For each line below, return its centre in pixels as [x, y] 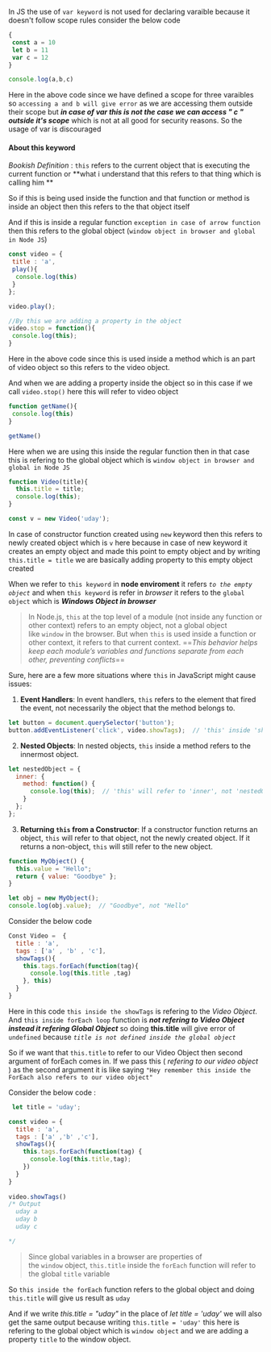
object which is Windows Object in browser [82, 601]
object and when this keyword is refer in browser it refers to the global [127, 593]
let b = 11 [30, 50]
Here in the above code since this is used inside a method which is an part [132, 359]
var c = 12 [30, 57]
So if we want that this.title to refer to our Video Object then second [126, 1052]
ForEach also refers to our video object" [81, 1077]
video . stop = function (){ [52, 329]
